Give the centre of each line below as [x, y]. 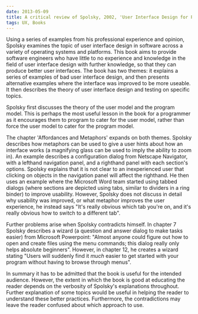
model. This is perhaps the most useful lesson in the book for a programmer [98, 114]
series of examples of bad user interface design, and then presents [88, 77]
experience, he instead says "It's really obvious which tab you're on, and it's [99, 207]
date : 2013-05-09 [27, 12]
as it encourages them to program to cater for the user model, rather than [95, 120]
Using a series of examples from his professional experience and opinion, [95, 40]
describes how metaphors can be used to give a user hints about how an [95, 144]
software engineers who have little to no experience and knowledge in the [96, 58]
